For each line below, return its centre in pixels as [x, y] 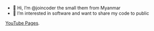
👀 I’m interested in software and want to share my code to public [81, 13]
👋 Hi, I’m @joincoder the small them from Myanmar [66, 8]
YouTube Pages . [23, 23]
